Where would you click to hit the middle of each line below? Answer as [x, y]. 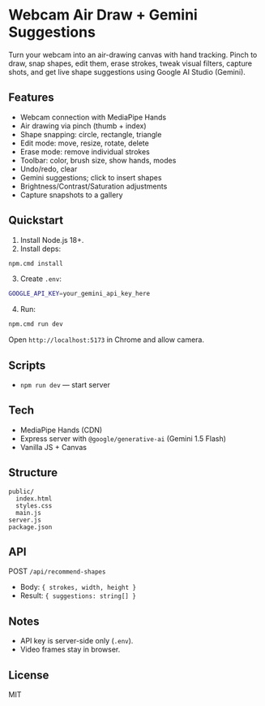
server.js [25, 520]
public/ [21, 492]
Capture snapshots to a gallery [71, 195]
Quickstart [36, 221]
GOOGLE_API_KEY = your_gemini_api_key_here [79, 294]
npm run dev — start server [65, 385]
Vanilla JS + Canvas [53, 447]
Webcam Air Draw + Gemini [103, 15]
